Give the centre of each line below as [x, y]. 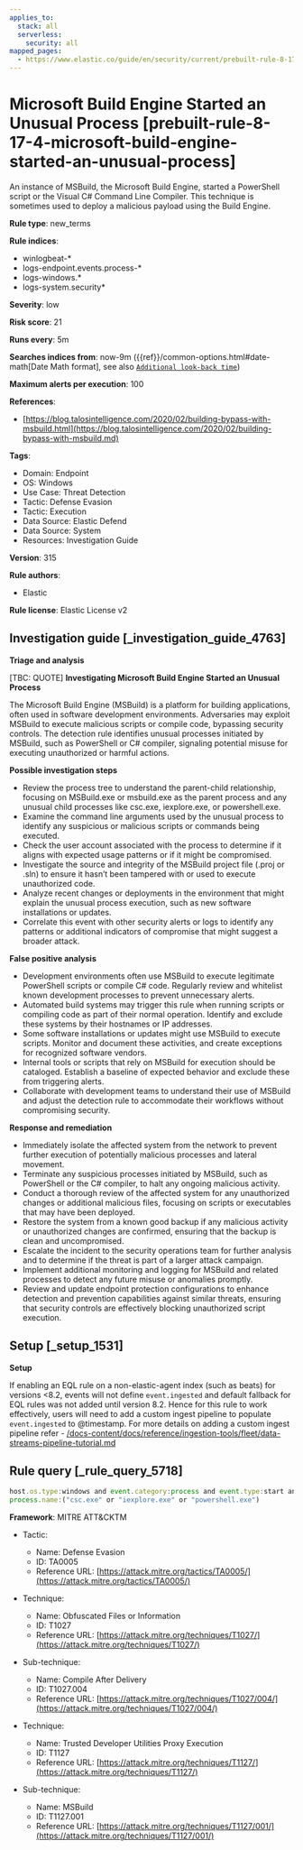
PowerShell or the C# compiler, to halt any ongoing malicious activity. [151, 1183]
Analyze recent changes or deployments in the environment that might [153, 893]
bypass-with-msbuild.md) [70, 437]
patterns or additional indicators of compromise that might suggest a [150, 931]
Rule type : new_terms [50, 223]
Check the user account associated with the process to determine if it [152, 845]
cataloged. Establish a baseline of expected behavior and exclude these [156, 1072]
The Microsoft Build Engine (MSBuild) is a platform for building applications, [150, 704]
